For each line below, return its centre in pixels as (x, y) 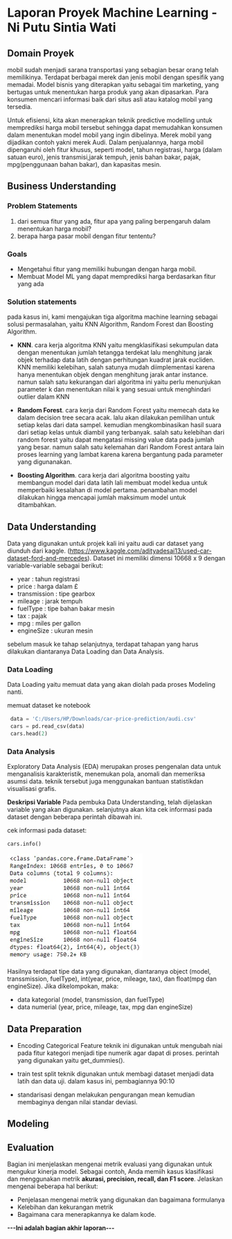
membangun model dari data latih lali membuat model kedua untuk (112, 483)
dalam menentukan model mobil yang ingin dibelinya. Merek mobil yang (109, 135)
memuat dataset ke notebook (49, 706)
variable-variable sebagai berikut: (55, 566)
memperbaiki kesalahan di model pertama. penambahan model (107, 490)
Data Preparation (44, 1029)
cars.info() (24, 844)
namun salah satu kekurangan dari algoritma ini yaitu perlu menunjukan (119, 382)
